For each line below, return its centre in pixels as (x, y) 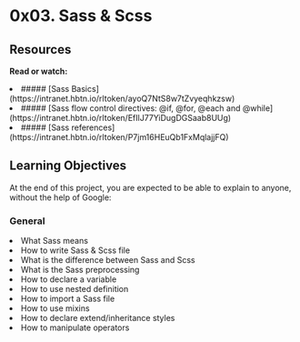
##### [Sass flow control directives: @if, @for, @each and (131, 108)
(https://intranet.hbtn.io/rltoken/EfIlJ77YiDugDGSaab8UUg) (120, 118)
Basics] (85, 89)
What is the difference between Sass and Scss (108, 260)
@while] (258, 108)
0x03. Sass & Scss (81, 16)
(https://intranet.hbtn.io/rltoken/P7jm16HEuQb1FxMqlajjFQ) (119, 137)
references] (93, 127)
